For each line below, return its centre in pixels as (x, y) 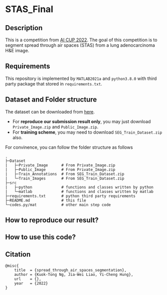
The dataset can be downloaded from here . (50, 112)
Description (24, 28)
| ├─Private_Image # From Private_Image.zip (60, 165)
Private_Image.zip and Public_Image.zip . (55, 127)
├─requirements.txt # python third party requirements (70, 196)
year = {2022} (31, 283)
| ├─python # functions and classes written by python (79, 187)
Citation (18, 254)
